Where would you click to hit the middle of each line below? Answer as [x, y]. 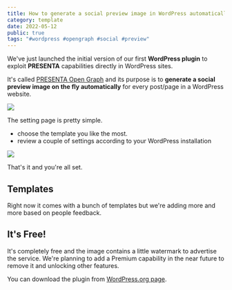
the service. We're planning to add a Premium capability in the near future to [116, 258]
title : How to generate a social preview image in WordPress [97, 13]
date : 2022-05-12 [32, 26]
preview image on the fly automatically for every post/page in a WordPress [116, 87]
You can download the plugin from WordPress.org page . [87, 279]
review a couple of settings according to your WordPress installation [114, 141]
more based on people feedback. [55, 213]
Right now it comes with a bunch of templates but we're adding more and [112, 205]
